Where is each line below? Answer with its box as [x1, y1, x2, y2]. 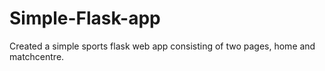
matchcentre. [9, 50, 65, 62]
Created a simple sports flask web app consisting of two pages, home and [9, 40, 316, 52]
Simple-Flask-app [9, 7, 161, 30]
